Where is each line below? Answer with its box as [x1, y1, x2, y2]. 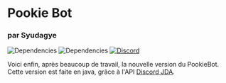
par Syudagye [7, 31, 57, 40]
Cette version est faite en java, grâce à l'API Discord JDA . [7, 67, 176, 76]
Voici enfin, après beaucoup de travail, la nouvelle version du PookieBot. [7, 60, 220, 69]
